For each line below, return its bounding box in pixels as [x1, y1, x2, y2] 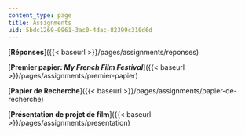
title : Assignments [8, 19, 72, 27]
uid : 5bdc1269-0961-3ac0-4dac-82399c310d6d [8, 26, 153, 34]
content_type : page [8, 11, 72, 20]
